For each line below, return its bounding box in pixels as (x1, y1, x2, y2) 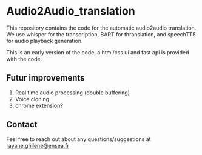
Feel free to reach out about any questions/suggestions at (6, 135, 151, 143)
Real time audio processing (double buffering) (15, 89, 130, 96)
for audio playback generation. (6, 37, 83, 44)
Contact (6, 119, 38, 130)
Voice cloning (15, 95, 50, 102)
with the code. (6, 55, 42, 62)
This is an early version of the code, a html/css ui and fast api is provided (6, 48, 189, 56)
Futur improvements (6, 73, 85, 83)
